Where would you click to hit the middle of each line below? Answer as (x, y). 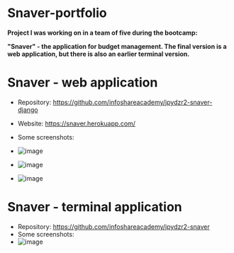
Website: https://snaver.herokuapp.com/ (77, 123)
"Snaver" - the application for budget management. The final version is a (117, 46)
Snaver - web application (83, 83)
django (28, 109)
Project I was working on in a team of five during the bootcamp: (102, 33)
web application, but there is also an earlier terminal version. (99, 54)
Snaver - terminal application (95, 207)
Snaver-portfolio (57, 13)
